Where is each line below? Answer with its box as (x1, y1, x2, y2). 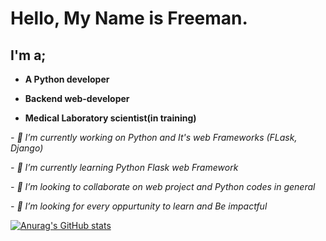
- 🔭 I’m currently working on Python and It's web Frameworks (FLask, (10, 132, 298, 143)
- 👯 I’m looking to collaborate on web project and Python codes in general (10, 181, 316, 192)
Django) (10, 142, 44, 154)
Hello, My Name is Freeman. (10, 7, 248, 30)
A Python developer (24, 73, 110, 85)
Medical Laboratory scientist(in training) (24, 112, 197, 124)
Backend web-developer (24, 93, 130, 104)
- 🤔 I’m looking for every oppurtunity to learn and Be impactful (10, 200, 268, 212)
